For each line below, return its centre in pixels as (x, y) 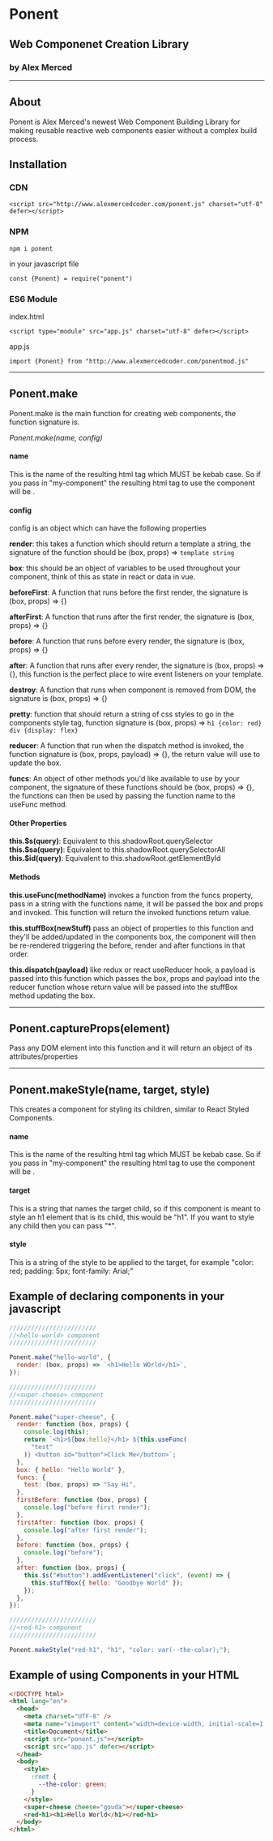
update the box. (36, 763)
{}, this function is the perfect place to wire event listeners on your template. (136, 674)
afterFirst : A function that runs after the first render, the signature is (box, (132, 617)
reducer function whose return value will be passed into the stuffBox (124, 987)
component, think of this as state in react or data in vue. (102, 577)
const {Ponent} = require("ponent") (71, 278)
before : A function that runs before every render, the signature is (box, (127, 641)
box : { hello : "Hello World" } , (71, 1469)
